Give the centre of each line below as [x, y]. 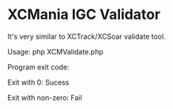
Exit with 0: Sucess [38, 82]
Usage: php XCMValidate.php [55, 51]
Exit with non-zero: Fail [45, 97]
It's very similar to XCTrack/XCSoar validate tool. [87, 36]
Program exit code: [38, 67]
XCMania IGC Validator [84, 15]
